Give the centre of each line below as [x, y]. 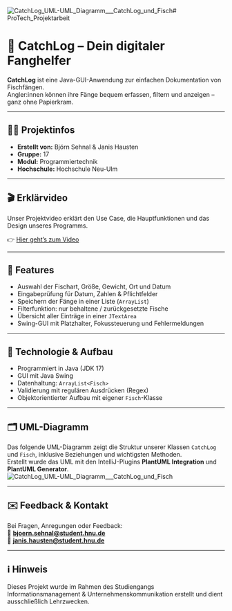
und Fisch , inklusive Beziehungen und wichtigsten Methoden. [95, 454]
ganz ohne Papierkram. [40, 102]
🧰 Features [31, 270]
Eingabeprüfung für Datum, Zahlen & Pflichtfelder [87, 294]
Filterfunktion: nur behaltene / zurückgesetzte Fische [93, 309]
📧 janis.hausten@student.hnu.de [56, 540]
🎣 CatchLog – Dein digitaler [86, 46]
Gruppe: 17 [33, 154]
